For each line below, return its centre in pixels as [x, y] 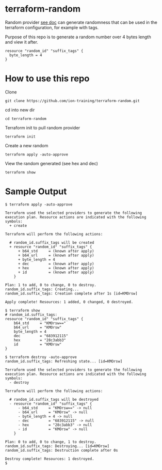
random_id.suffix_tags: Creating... [42, 289]
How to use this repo [47, 79]
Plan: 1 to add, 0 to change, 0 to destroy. [51, 285]
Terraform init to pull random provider [43, 127]
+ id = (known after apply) [56, 272]
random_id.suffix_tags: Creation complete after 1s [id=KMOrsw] [71, 293]
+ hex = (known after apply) [56, 268]
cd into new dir [20, 110]
